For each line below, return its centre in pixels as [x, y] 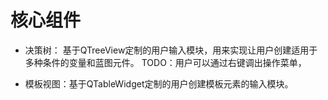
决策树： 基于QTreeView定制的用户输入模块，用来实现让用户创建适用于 [171, 50]
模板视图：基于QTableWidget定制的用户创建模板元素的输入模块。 [159, 83]
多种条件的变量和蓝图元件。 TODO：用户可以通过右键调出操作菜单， [165, 62]
